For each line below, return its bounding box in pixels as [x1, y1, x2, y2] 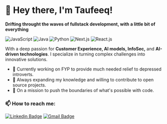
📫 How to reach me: [5, 100, 56, 107]
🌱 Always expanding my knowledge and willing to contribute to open [12, 76, 154, 82]
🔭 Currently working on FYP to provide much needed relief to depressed [12, 66, 161, 72]
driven [5, 51, 19, 57]
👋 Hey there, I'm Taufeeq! [5, 4, 113, 16]
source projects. [12, 82, 46, 88]
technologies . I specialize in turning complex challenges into [19, 51, 145, 57]
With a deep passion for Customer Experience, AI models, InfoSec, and [5, 45, 155, 51]
